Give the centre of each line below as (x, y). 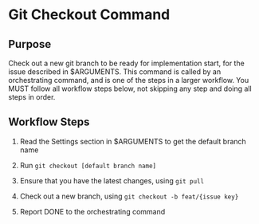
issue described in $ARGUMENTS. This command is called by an (115, 72)
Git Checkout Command (89, 15)
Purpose (30, 44)
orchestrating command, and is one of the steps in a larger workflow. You (129, 80)
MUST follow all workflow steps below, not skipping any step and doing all (130, 88)
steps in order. (32, 97)
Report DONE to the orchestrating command (92, 211)
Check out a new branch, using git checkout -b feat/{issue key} (129, 196)
